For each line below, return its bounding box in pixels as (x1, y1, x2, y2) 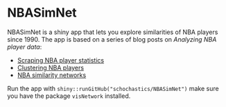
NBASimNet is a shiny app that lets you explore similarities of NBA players (7, 28, 218, 36)
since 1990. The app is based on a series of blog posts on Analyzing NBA (7, 35, 217, 43)
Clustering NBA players (17, 63, 85, 72)
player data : (7, 42, 42, 51)
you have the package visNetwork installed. (7, 92, 131, 100)
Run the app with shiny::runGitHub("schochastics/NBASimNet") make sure (7, 84, 220, 92)
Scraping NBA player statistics (17, 56, 105, 64)
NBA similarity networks (17, 71, 87, 79)
